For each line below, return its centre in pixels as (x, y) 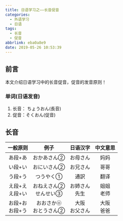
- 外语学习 (20, 19)
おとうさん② (49, 210)
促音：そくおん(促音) (34, 115)
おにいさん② (49, 167)
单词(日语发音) (23, 96)
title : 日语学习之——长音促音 (32, 10)
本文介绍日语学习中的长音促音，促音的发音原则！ (56, 82)
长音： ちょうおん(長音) (37, 108)
